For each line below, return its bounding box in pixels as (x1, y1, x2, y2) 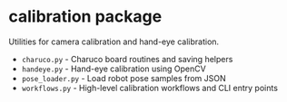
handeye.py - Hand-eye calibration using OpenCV (21, 63, 206, 74)
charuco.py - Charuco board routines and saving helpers (21, 53, 233, 64)
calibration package (8, 6, 163, 27)
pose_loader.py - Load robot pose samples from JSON (21, 72, 226, 83)
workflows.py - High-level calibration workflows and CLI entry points (21, 82, 279, 93)
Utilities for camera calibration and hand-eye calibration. (8, 36, 220, 47)
